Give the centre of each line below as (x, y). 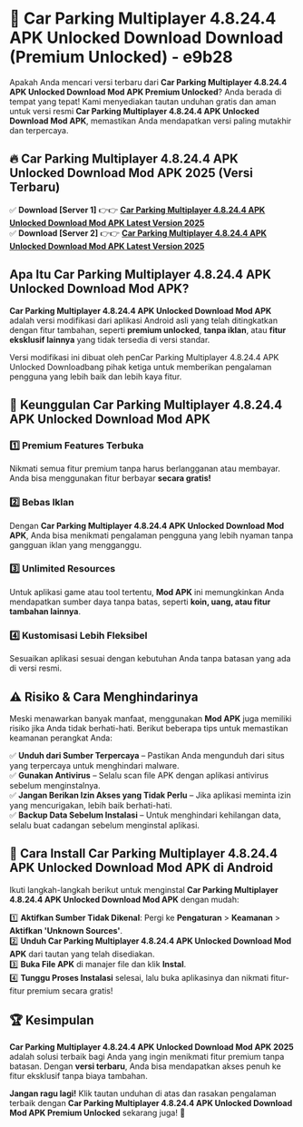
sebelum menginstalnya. (55, 785)
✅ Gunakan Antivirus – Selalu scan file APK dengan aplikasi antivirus (139, 775)
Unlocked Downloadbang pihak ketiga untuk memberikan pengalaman (141, 367)
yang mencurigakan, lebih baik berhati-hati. (91, 805)
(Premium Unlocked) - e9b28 (121, 57)
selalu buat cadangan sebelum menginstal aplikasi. (104, 825)
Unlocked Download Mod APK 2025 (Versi (132, 173)
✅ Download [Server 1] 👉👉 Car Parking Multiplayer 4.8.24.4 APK (137, 210)
